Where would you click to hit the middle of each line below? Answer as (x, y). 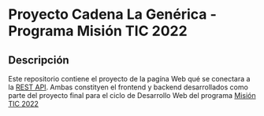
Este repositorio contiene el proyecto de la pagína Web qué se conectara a (129, 79)
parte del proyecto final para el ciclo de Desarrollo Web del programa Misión (132, 95)
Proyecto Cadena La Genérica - (112, 14)
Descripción (39, 60)
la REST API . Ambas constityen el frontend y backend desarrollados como (128, 87)
